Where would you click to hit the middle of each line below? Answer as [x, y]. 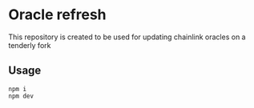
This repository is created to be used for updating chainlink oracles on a [127, 37]
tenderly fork [30, 45]
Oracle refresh [57, 15]
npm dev [21, 96]
